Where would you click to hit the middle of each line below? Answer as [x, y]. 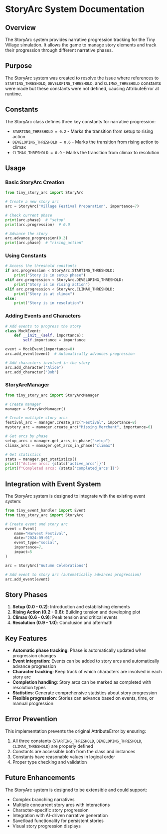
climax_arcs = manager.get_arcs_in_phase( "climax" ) [60, 445]
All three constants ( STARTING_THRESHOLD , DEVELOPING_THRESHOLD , [78, 741]
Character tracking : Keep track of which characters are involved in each [87, 672]
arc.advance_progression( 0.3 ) [37, 238]
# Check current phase [29, 215]
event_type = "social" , [36, 543]
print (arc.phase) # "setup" [35, 220]
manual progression [33, 703]
